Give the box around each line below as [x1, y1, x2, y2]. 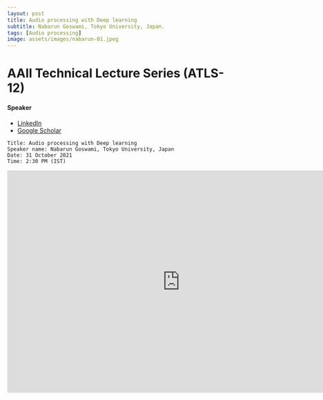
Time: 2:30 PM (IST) [7, 158, 67, 164]
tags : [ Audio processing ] [7, 29, 81, 37]
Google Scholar [17, 126, 62, 135]
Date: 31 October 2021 [7, 151, 72, 159]
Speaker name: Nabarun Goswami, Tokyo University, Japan [7, 146, 175, 153]
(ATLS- [182, 66, 224, 82]
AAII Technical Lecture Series [7, 66, 181, 82]
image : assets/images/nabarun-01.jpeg [7, 36, 119, 43]
